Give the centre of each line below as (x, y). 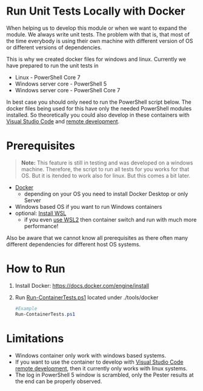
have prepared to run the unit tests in (52, 66)
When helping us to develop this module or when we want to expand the (97, 28)
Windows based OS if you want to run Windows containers (88, 206)
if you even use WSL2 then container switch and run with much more (110, 219)
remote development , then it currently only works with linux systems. (101, 368)
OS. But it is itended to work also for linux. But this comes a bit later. (106, 175)
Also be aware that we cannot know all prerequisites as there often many (97, 237)
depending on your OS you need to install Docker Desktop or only (106, 194)
